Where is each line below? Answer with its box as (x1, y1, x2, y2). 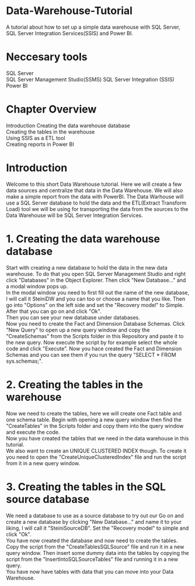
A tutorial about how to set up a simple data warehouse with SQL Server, (6, 23, 181, 30)
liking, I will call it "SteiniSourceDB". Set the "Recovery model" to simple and (6, 524, 189, 532)
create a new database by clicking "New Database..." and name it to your (6, 518, 182, 525)
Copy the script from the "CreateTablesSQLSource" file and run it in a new (6, 543, 184, 550)
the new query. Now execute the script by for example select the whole (6, 339, 178, 346)
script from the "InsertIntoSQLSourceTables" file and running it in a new (6, 556, 179, 563)
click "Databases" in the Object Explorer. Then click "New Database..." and (6, 277, 186, 284)
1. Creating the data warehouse (6, 232, 161, 246)
